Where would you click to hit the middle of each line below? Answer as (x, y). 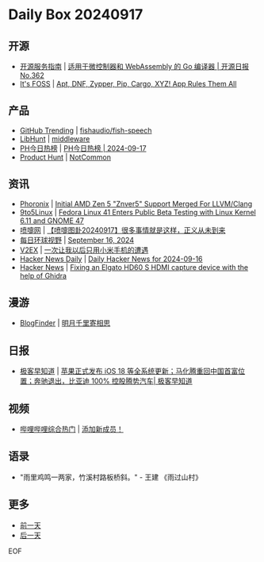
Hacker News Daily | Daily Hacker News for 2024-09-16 (111, 259)
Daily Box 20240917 (76, 15)
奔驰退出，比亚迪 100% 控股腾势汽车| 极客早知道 (113, 381)
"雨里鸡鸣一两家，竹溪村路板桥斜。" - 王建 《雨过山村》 (111, 477)
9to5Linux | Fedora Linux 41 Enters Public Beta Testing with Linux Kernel (138, 212)
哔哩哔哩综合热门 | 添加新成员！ (72, 429)
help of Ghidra (43, 275)
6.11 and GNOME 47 (52, 221)
